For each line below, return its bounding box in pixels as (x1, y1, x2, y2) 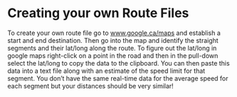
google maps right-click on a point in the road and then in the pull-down (7, 51, 218, 60)
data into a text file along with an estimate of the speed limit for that (7, 66, 206, 75)
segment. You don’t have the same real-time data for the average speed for (7, 73, 228, 83)
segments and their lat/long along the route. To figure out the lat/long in (7, 44, 217, 52)
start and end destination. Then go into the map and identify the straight (7, 36, 218, 44)
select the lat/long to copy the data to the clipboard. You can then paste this (7, 58, 230, 67)
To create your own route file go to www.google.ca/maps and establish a (7, 29, 221, 37)
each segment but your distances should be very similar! (7, 81, 174, 90)
